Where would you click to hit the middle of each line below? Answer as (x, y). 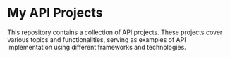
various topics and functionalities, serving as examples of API (97, 39)
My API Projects (55, 13)
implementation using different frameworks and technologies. (97, 47)
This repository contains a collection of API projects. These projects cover (115, 32)
